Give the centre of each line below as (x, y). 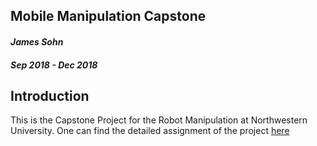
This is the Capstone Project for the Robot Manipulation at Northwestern (159, 120)
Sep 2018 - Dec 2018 (54, 65)
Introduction (50, 95)
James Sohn (37, 41)
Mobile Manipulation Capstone (108, 16)
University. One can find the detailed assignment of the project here (150, 131)
